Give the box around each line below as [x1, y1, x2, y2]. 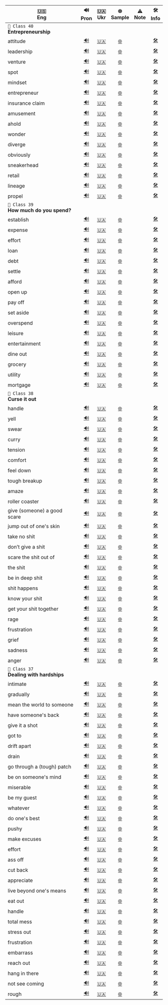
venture [7, 58, 26, 65]
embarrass [7, 949, 33, 956]
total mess [7, 918, 32, 925]
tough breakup [7, 477, 42, 484]
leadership [7, 48, 33, 55]
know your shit [7, 595, 42, 602]
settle [7, 268, 21, 275]
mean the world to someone [7, 701, 73, 708]
